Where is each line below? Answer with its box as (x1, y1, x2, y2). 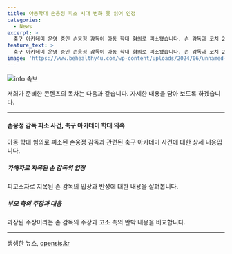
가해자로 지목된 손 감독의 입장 (7, 163, 86, 172)
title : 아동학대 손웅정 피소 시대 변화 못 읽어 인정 (7, 10, 136, 17)
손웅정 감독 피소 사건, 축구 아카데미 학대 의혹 (7, 121, 126, 129)
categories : (7, 17, 41, 23)
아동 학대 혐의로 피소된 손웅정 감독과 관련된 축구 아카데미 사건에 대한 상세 (7, 138, 204, 146)
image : (7, 55, 26, 62)
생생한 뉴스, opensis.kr (7, 239, 70, 247)
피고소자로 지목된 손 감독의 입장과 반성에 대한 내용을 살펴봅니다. (7, 182, 179, 190)
